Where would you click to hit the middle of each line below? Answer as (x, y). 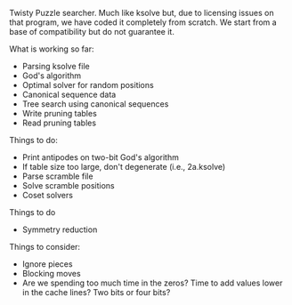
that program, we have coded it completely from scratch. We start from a (143, 22)
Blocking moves (52, 273)
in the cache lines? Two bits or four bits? (96, 292)
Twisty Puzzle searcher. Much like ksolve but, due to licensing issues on (142, 13)
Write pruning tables (60, 113)
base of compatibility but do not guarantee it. (92, 32)
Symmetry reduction (60, 229)
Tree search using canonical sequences (95, 104)
